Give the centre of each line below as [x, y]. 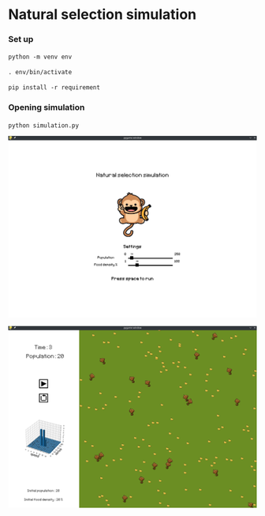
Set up [21, 40]
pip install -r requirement [54, 88]
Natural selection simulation [103, 15]
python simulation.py [44, 125]
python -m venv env [40, 57]
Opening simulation [47, 107]
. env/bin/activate [40, 73]
